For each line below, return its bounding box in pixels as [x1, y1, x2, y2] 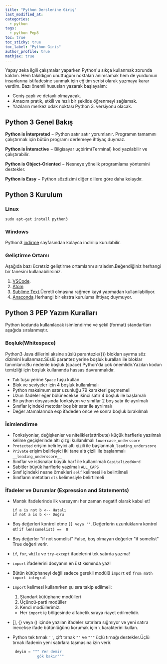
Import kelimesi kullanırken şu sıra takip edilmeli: [12, 584, 112, 590]
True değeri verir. [12, 541, 48, 547]
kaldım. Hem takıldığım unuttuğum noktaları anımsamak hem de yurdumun [5, 73, 158, 79]
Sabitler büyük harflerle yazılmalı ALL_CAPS [12, 464, 99, 470]
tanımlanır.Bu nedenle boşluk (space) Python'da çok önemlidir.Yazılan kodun [5, 361, 162, 367]
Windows [5, 228, 29, 235]
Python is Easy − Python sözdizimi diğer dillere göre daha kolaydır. [5, 176, 143, 182]
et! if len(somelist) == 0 [12, 526, 69, 532]
